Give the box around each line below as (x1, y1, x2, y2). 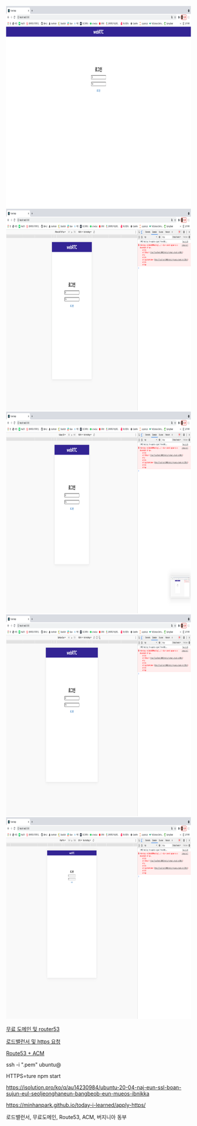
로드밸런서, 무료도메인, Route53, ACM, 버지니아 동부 (6, 1114, 127, 1120)
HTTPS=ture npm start (6, 1073, 61, 1079)
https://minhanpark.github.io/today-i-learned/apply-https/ (6, 1101, 146, 1108)
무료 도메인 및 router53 (6, 1026, 60, 1032)
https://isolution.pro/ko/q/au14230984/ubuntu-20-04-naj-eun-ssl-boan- (6, 1084, 182, 1091)
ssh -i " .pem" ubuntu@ (6, 1061, 62, 1068)
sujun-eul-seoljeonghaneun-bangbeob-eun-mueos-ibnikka (6, 1090, 150, 1097)
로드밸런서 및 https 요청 (6, 1038, 61, 1045)
